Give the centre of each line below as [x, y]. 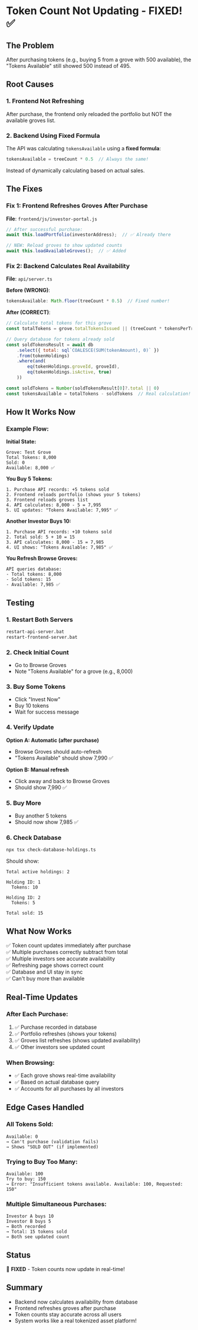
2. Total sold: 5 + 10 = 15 [41, 537]
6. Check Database [34, 837]
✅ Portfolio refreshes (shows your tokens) [65, 1034]
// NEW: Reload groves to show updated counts [64, 246]
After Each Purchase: [37, 1014]
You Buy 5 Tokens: [29, 479]
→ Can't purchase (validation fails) [52, 1141]
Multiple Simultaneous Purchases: [57, 1204]
